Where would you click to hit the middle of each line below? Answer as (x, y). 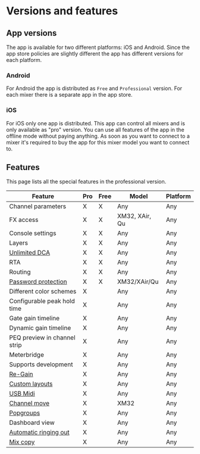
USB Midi (22, 394)
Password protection (38, 282)
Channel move (29, 403)
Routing (20, 272)
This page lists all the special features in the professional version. (86, 182)
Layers (19, 243)
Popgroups (25, 413)
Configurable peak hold (42, 301)
